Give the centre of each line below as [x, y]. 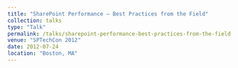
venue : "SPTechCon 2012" [44, 40]
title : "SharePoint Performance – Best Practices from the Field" [108, 14]
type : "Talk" [27, 27]
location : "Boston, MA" [43, 54]
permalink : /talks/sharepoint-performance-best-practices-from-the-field [119, 34]
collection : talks [35, 21]
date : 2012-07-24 [33, 47]
